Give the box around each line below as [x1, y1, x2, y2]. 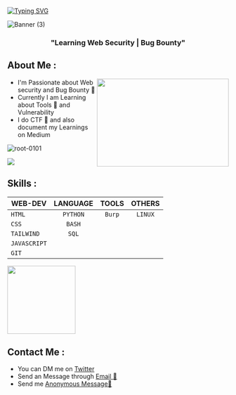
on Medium [17, 130, 51, 138]
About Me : [7, 60, 57, 72]
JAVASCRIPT [11, 239, 47, 247]
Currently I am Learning [17, 93, 86, 101]
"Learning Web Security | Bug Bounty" [50, 37, 186, 47]
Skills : [7, 178, 37, 190]
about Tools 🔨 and [17, 101, 70, 109]
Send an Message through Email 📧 [17, 373, 117, 381]
